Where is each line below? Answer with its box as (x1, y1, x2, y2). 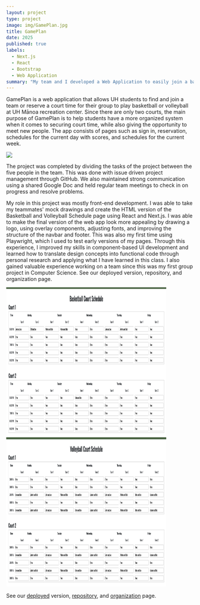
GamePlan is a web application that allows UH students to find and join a (6, 96, 184, 103)
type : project (6, 15, 42, 22)
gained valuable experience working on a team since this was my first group (6, 263, 193, 270)
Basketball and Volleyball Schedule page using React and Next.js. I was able (6, 212, 193, 220)
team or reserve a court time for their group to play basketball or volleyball (6, 102, 189, 110)
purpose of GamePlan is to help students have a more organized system (6, 115, 183, 122)
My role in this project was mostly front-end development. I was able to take (6, 199, 193, 207)
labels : (6, 48, 26, 54)
